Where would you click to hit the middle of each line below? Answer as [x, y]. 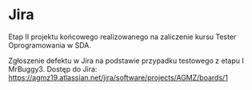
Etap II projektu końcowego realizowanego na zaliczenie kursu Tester [122, 37]
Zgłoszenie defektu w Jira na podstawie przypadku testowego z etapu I [126, 61]
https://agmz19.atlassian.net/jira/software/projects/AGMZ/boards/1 [118, 77]
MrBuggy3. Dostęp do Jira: [53, 68]
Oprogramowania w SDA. [50, 45]
